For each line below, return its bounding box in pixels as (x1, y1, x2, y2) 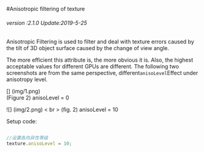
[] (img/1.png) (6, 88, 41, 95)
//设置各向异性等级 (6, 135, 49, 141)
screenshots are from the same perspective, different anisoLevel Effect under (6, 70, 199, 77)
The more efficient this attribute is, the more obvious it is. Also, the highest (6, 56, 194, 63)
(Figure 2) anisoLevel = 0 (6, 94, 69, 101)
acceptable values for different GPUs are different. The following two (6, 63, 180, 70)
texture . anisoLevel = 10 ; (6, 140, 72, 147)
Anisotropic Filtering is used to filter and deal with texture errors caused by (6, 38, 195, 45)
